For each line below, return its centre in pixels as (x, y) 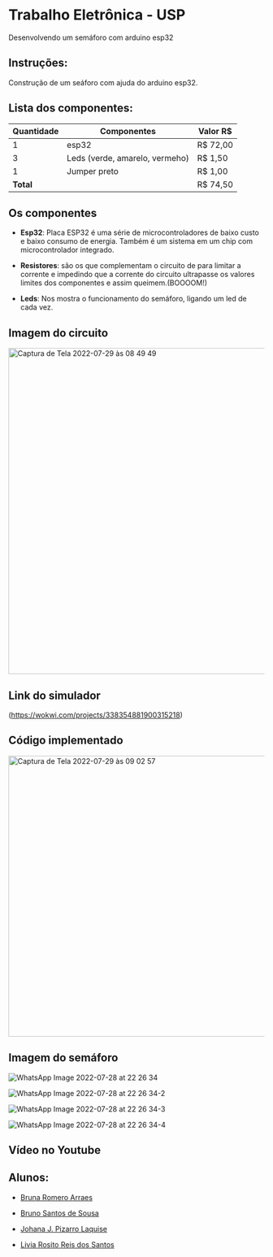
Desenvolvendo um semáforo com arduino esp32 (91, 37)
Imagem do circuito (58, 333)
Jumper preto (93, 171)
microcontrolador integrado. (67, 250)
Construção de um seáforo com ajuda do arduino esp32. (103, 82)
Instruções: (38, 63)
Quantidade (36, 131)
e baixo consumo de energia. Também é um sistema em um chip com (136, 241)
